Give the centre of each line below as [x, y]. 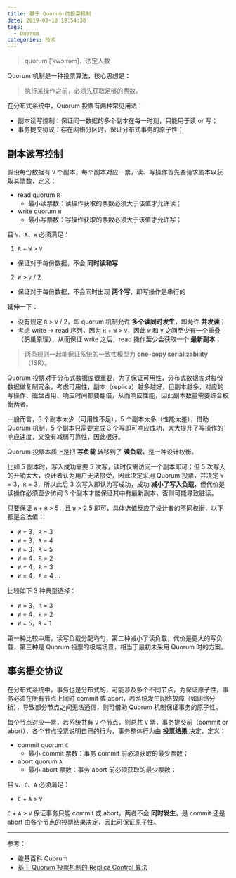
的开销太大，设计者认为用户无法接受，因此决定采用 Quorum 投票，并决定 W [116, 475]
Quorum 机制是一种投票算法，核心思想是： [69, 76]
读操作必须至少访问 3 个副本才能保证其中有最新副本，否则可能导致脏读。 [112, 492]
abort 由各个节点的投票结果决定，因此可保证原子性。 [84, 822]
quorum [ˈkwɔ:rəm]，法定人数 [67, 61]
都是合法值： [26, 516]
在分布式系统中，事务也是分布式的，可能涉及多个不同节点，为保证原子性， [115, 689]
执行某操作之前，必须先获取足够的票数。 [83, 91]
